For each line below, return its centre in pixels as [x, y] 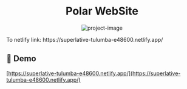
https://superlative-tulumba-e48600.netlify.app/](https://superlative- [94, 73]
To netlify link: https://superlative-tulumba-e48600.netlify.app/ [85, 39]
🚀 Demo [21, 59]
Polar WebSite [102, 11]
